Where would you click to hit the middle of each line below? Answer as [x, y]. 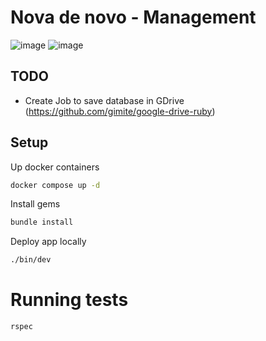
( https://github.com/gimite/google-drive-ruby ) [120, 111]
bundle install [42, 222]
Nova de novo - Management [133, 17]
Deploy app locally [48, 242]
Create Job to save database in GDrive [104, 100]
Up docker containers [55, 167]
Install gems [35, 204]
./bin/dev [31, 260]
